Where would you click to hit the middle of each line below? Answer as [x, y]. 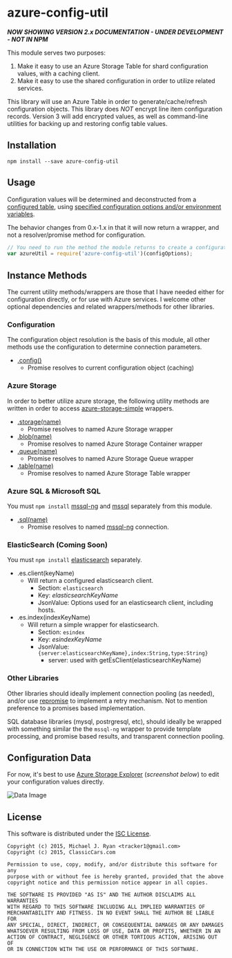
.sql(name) [32, 520]
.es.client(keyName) [46, 573]
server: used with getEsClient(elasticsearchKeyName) [125, 660]
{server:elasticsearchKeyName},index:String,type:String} [123, 653]
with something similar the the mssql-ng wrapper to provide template [104, 729]
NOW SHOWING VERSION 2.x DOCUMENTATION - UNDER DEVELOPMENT [115, 32]
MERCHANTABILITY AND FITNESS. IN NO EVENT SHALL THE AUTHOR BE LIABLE [111, 913]
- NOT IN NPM [28, 39]
